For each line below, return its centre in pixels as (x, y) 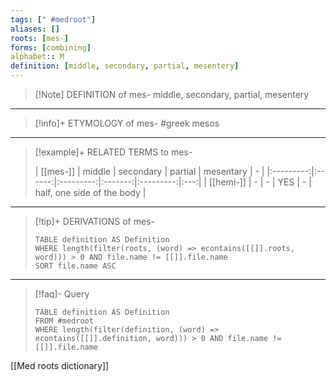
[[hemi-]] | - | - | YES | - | (260, 182)
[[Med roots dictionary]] (60, 365)
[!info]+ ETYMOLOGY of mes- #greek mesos (127, 123)
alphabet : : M (37, 57)
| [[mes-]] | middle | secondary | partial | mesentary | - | (149, 171)
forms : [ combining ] (51, 47)
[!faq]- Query (62, 294)
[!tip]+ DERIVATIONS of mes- (94, 221)
